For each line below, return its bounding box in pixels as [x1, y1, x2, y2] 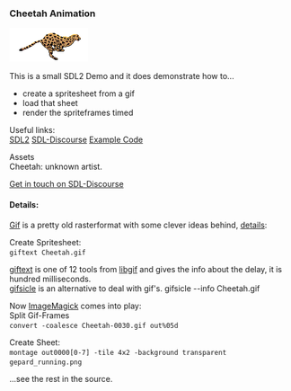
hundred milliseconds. [9, 273, 92, 284]
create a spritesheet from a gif [22, 88, 135, 99]
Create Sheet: [9, 336, 61, 348]
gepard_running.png [9, 358, 83, 367]
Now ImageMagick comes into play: [9, 300, 142, 311]
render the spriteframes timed [22, 107, 134, 119]
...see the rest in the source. [9, 373, 113, 384]
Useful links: [9, 125, 56, 136]
